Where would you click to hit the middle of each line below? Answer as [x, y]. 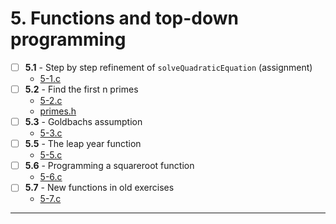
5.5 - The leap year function [83, 144]
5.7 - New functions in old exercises [99, 188]
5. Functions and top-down [125, 18]
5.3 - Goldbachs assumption [83, 122]
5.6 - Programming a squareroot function [109, 166]
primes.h [58, 111]
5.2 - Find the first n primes [81, 89]
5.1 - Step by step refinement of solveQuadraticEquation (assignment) [168, 67]
